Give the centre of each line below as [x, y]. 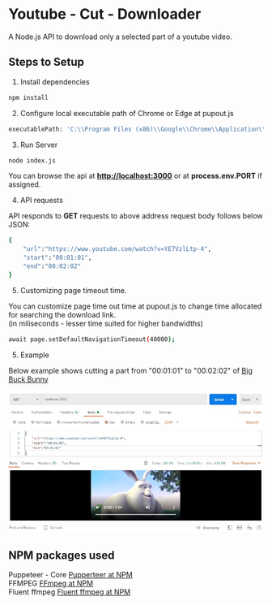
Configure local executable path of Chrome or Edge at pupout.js [127, 113]
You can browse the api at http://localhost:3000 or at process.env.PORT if [136, 176]
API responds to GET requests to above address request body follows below [136, 216]
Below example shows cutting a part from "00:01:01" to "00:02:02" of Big [130, 370]
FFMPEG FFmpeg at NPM [51, 583]
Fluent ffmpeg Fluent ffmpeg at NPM [70, 592]
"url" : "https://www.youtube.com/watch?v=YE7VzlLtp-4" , [117, 249]
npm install [28, 97]
